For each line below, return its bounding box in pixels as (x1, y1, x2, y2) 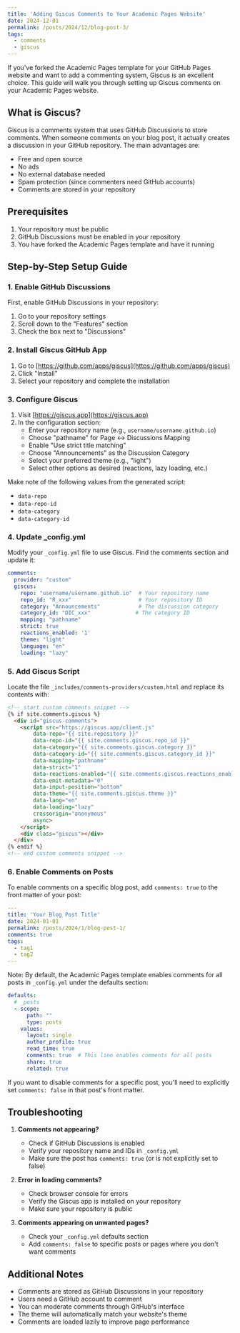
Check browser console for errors (28, 1189, 129, 1198)
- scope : (14, 1005, 40, 1012)
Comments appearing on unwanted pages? (17, 1219, 149, 1227)
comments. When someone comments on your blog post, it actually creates (7, 133, 230, 141)
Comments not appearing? (17, 1125, 99, 1134)
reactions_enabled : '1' (20, 629, 91, 636)
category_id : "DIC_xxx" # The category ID (20, 609, 191, 616)
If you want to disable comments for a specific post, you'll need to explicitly (7, 1078, 230, 1087)
